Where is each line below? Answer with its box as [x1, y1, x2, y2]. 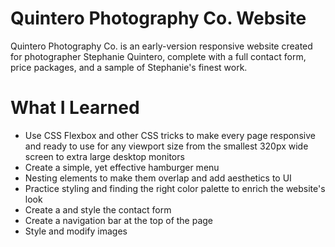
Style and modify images [24, 225, 128, 237]
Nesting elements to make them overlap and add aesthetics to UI [24, 172, 292, 184]
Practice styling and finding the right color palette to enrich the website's [24, 182, 326, 194]
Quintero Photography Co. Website [10, 7, 307, 30]
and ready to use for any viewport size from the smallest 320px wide [24, 140, 309, 152]
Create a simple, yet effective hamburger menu [24, 161, 220, 173]
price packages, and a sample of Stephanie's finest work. [10, 61, 248, 73]
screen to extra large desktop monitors [24, 150, 185, 162]
